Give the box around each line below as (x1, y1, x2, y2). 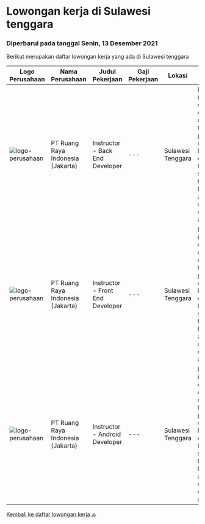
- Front (92, 286, 113, 295)
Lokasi (168, 72, 188, 80)
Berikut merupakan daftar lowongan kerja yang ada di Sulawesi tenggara (6, 53, 189, 61)
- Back (92, 147, 113, 155)
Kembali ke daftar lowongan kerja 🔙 (6, 511, 96, 518)
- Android (92, 430, 121, 438)
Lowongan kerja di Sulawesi (6, 4, 151, 18)
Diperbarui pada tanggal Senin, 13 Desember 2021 (6, 39, 158, 48)
